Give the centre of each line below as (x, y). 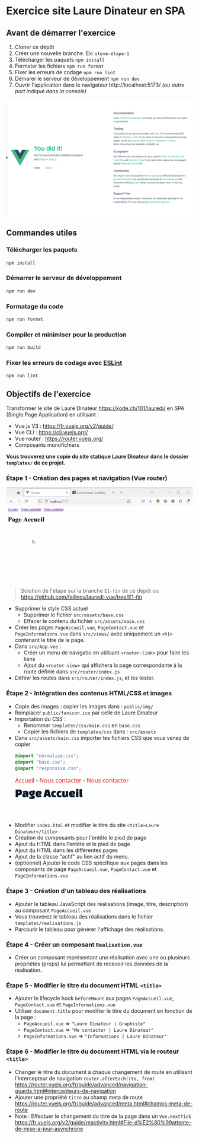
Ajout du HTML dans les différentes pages (66, 850)
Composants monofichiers (47, 445)
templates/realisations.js (48, 923)
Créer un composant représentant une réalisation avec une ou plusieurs (102, 957)
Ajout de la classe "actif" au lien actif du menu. (72, 857)
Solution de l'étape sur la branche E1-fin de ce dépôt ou (89, 591)
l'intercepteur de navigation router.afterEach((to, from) (85, 1078)
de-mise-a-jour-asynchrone (49, 1129)
